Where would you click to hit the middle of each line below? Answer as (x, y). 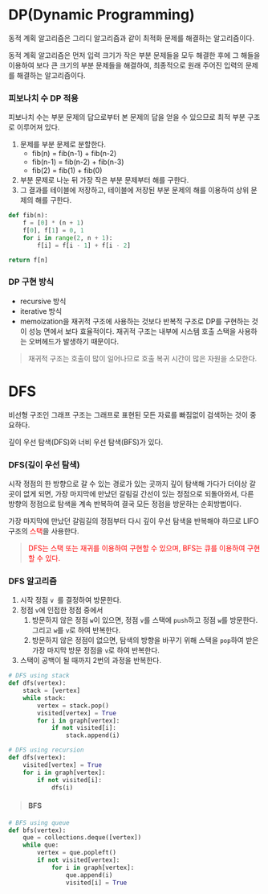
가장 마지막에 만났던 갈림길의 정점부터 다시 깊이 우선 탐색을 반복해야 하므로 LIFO (134, 521)
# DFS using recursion (46, 750)
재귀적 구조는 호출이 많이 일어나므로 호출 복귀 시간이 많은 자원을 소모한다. (142, 358)
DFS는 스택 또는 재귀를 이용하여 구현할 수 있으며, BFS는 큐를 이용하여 (136, 548)
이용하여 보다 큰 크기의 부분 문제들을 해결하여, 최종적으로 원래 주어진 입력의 (126, 65)
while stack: (45, 698)
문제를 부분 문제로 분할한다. (63, 144)
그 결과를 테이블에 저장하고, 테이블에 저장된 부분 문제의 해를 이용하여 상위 (134, 190)
